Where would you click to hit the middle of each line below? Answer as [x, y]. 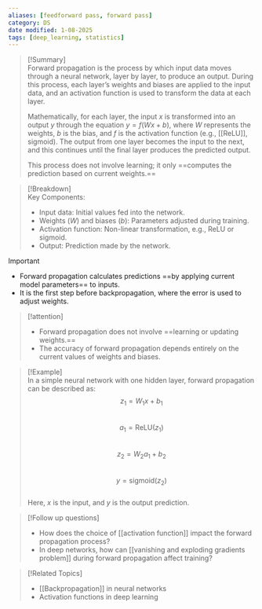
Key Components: [56, 197]
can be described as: [62, 389]
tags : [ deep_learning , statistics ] [66, 37]
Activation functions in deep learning [98, 597]
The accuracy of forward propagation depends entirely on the [139, 349]
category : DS [29, 23]
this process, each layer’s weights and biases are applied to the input [139, 85]
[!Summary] [47, 60]
